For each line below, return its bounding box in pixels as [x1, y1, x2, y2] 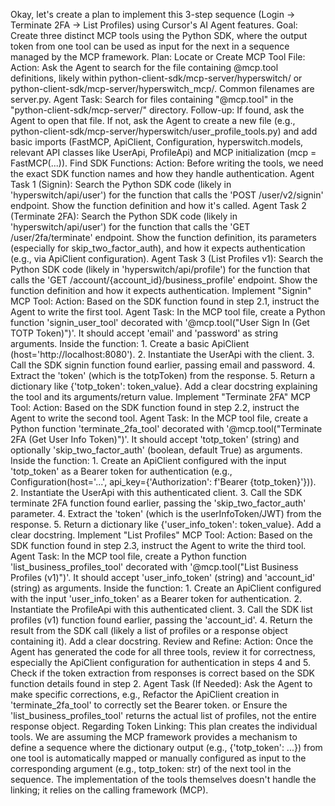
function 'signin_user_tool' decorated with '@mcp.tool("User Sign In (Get [10, 317, 310, 328]
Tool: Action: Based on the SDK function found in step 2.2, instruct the [10, 402, 300, 413]
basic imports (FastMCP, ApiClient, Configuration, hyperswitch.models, [10, 136, 304, 148]
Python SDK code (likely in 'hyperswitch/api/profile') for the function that [10, 264, 311, 275]
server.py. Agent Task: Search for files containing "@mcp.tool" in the [10, 94, 294, 105]
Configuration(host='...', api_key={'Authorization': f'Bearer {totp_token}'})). [10, 476, 317, 488]
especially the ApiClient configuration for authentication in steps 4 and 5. [10, 657, 311, 668]
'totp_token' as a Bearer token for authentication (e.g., [10, 465, 233, 477]
